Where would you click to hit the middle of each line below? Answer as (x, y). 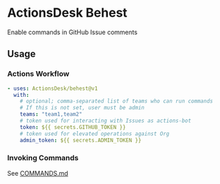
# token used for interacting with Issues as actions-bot (105, 121)
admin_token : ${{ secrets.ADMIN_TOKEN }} (80, 140)
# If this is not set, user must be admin (82, 108)
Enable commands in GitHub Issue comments (72, 32)
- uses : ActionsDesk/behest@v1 (53, 89)
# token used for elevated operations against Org (95, 134)
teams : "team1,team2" (51, 114)
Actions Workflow (38, 74)
